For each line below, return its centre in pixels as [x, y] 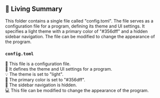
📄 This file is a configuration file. [38, 64]
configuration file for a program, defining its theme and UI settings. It [75, 26]
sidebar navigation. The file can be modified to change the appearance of [80, 36]
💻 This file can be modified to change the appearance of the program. [77, 91]
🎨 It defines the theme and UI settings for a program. [59, 69]
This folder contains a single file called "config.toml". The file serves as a [79, 21]
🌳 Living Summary [34, 9]
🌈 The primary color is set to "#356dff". [45, 80]
